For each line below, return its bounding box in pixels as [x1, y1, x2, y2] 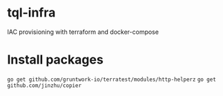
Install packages [7, 52, 104, 68]
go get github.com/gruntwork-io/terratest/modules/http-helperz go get [7, 76, 216, 83]
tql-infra [7, 5, 56, 21]
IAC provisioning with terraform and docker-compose [7, 28, 159, 36]
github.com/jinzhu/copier [7, 81, 81, 89]
